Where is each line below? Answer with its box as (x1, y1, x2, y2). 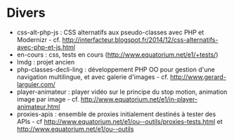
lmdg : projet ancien (16, 57, 75, 66)
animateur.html (16, 102, 60, 111)
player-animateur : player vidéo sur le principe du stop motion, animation (16, 87, 228, 96)
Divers (6, 5, 46, 21)
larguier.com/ (16, 80, 56, 88)
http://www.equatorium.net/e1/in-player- (80, 94, 198, 103)
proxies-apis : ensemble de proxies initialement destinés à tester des (16, 110, 216, 118)
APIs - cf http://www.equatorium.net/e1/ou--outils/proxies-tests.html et (16, 117, 223, 125)
